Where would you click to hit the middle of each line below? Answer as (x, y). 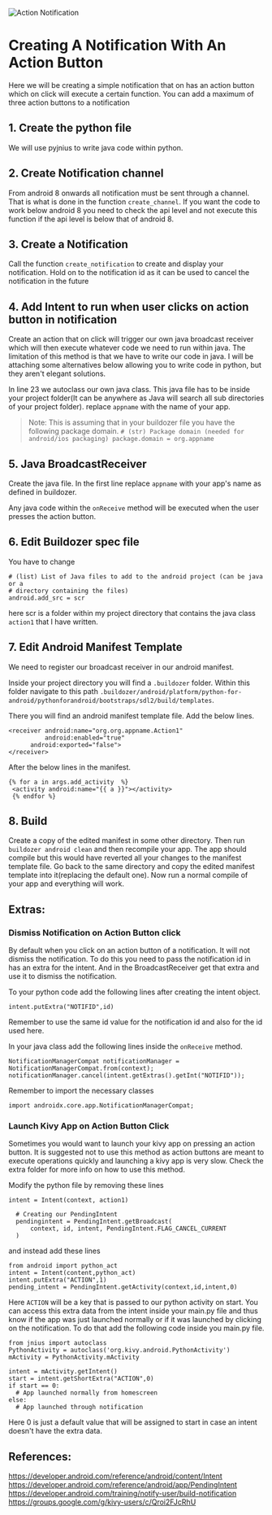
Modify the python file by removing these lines (86, 1185)
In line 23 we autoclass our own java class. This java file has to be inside (129, 390)
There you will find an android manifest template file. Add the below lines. (131, 715)
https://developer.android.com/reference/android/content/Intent (116, 1476)
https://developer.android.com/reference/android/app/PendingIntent (123, 1485)
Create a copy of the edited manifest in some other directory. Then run (127, 840)
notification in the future (49, 282)
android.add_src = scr (47, 598)
